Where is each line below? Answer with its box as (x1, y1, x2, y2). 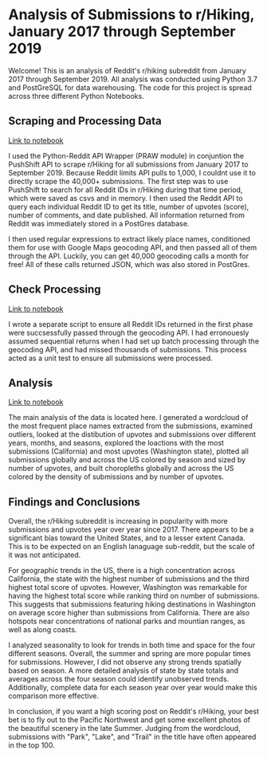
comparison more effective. (8, 691, 100, 701)
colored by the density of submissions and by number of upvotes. (8, 472, 225, 481)
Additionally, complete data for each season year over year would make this (8, 683, 257, 693)
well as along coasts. (8, 625, 77, 634)
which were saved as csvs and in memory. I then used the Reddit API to (8, 193, 243, 202)
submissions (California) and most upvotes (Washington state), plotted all (8, 446, 249, 456)
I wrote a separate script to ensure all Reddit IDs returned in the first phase (8, 319, 253, 328)
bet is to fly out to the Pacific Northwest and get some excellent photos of (8, 715, 251, 725)
